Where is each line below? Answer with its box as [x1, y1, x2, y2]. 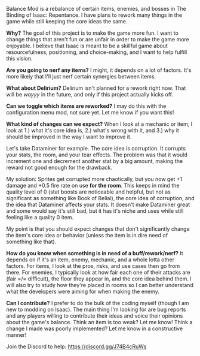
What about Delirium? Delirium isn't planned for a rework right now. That [6, 85, 186, 92]
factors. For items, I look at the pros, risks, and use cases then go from [6, 263, 180, 269]
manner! [6, 331, 27, 338]
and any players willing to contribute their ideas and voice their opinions [6, 312, 183, 319]
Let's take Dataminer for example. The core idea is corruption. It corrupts [6, 145, 186, 152]
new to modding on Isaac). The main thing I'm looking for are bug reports [6, 306, 186, 313]
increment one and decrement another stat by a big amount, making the [6, 158, 183, 164]
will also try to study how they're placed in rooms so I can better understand [6, 282, 194, 288]
